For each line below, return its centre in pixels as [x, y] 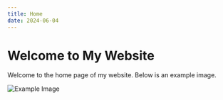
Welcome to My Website [81, 56]
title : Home [25, 14]
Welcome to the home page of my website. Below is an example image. [112, 75]
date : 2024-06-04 [33, 21]
